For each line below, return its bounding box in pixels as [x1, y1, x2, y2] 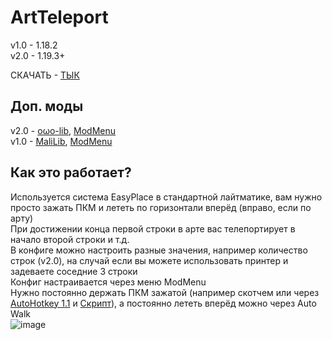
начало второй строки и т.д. [10, 233, 130, 245]
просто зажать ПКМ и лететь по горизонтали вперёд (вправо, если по [10, 201, 312, 213]
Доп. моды [10, 98, 84, 115]
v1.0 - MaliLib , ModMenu [10, 135, 113, 147]
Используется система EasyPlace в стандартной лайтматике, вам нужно [10, 191, 323, 203]
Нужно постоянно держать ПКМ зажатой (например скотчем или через [10, 286, 320, 298]
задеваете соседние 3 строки [10, 265, 138, 277]
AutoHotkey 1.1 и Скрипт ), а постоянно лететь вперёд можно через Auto [10, 297, 317, 309]
